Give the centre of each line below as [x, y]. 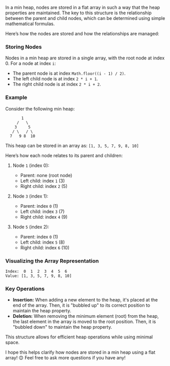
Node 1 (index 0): [31, 165]
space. [13, 342]
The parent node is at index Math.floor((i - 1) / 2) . [69, 73]
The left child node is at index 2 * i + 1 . [55, 79]
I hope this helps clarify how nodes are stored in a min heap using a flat [80, 352]
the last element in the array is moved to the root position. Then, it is [84, 321]
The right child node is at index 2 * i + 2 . [57, 84]
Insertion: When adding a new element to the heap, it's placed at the [85, 300]
